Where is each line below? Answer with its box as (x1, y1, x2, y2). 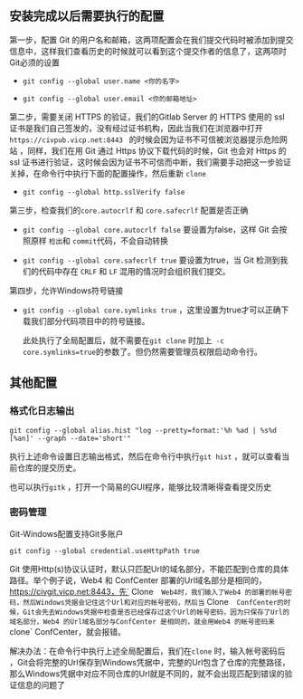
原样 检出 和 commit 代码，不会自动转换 (30, 235, 169, 246)
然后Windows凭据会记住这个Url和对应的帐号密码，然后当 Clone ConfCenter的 (22, 596, 285, 607)
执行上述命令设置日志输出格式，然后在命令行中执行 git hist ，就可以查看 (9, 451, 282, 462)
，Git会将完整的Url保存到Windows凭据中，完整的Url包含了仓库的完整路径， (9, 656, 291, 667)
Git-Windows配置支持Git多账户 (9, 528, 124, 539)
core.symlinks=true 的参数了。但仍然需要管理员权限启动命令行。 (22, 346, 262, 357)
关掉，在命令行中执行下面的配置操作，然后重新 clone (9, 168, 206, 178)
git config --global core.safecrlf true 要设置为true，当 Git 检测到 (22, 254, 280, 265)
